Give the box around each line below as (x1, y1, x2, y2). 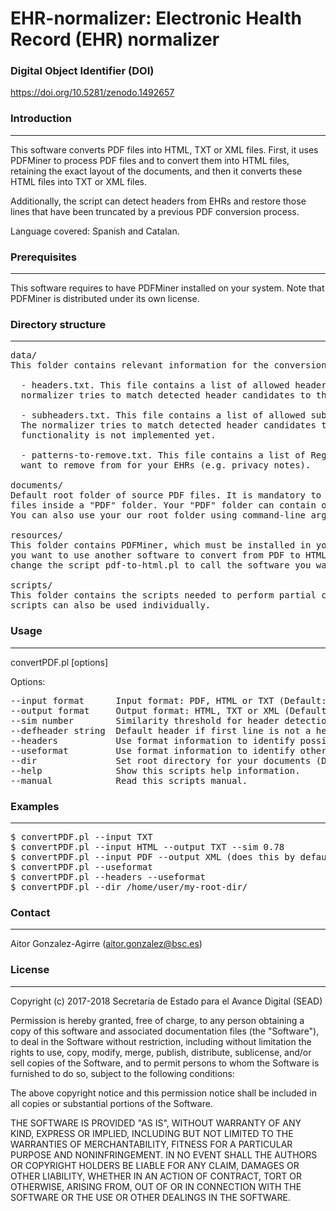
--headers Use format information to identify (10, 735, 296, 746)
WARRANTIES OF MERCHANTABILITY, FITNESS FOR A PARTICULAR (10, 1138, 293, 1150)
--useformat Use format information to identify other (10, 745, 327, 756)
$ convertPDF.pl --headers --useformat (10, 871, 206, 882)
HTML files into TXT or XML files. (10, 175, 148, 187)
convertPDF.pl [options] (10, 656, 109, 668)
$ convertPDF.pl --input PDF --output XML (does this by (10, 851, 296, 862)
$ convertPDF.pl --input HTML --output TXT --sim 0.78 (10, 841, 285, 852)
